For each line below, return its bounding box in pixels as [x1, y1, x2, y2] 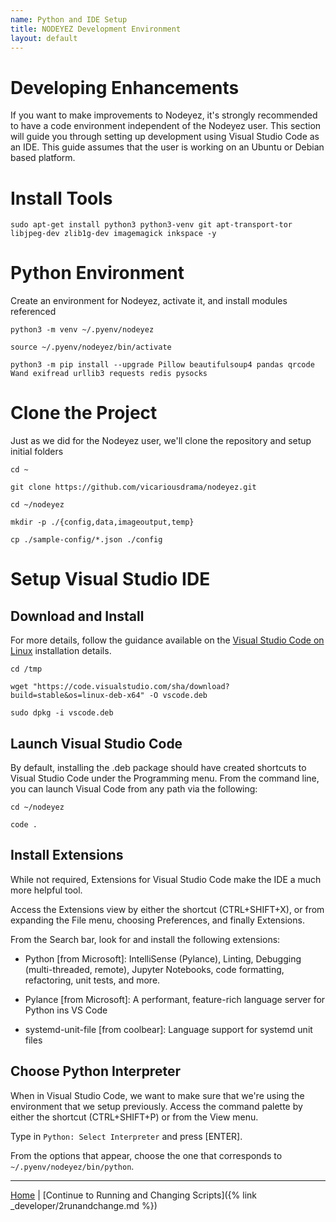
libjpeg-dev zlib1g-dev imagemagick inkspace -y [10, 229, 217, 239]
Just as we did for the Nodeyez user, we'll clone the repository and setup [10, 435, 312, 447]
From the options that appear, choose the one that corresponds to [10, 1149, 283, 1161]
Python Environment [10, 262, 185, 285]
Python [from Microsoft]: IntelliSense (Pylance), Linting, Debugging [24, 952, 302, 965]
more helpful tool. [10, 884, 83, 896]
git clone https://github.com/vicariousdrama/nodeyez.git [10, 482, 257, 493]
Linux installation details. [10, 645, 112, 657]
